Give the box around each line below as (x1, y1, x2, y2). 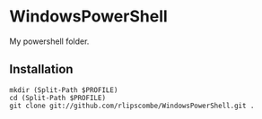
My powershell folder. (9, 36, 90, 47)
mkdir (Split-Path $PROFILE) (9, 85, 118, 95)
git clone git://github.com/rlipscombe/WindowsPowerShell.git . (9, 101, 255, 110)
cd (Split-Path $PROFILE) (9, 93, 106, 102)
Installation (9, 62, 74, 77)
